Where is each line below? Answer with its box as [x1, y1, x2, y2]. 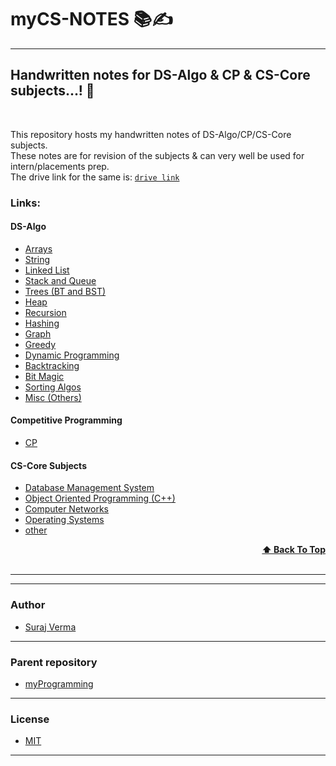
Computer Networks [24, 503, 110, 515]
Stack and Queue [24, 274, 97, 286]
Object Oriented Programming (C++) [24, 492, 176, 505]
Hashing [24, 317, 60, 329]
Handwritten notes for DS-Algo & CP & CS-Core [10, 67, 311, 84]
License [10, 712, 50, 726]
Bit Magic [24, 370, 65, 382]
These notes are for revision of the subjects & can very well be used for [10, 149, 305, 161]
